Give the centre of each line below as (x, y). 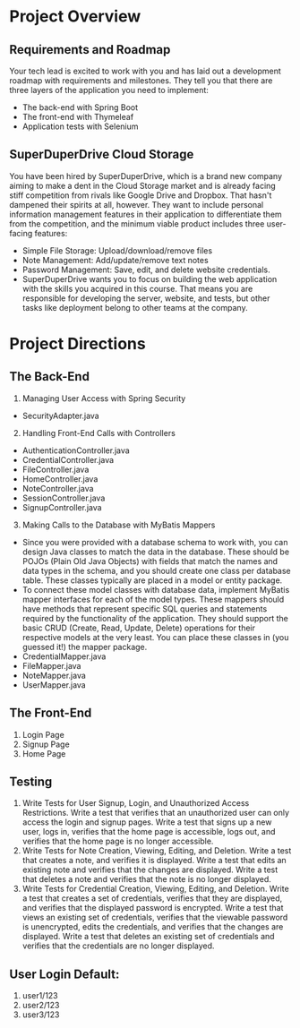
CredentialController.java (68, 459)
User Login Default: (64, 974)
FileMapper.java (51, 665)
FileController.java (56, 469)
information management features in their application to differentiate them (146, 214)
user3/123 (41, 1015)
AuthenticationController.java (76, 450)
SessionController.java (64, 498)
